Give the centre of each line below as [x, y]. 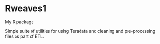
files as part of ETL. [25, 36]
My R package [19, 22]
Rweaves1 [26, 8]
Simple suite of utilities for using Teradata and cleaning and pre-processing [80, 31]
